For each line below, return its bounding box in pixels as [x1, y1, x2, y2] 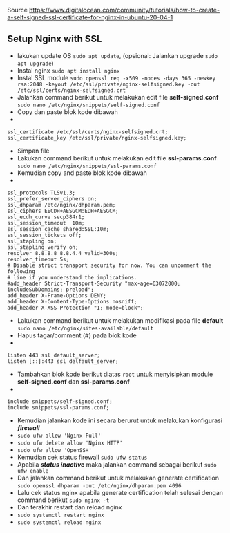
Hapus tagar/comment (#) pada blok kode [17, 331, 137, 339]
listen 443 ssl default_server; [7, 352, 100, 359]
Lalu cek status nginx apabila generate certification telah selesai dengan [17, 488, 223, 496]
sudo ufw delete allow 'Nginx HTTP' [17, 439, 123, 447]
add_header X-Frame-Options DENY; [7, 292, 107, 299]
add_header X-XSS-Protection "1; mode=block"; [7, 304, 144, 311]
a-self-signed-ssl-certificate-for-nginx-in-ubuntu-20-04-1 [7, 13, 173, 21]
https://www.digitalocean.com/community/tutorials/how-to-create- [28, 6, 220, 14]
